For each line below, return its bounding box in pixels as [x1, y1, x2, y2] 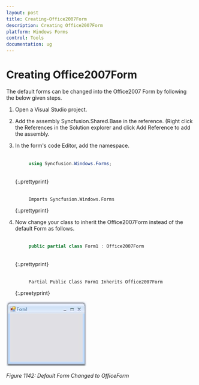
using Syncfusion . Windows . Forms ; [28, 160, 112, 166]
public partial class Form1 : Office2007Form [28, 243, 144, 249]
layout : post [6, 10, 39, 16]
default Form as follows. [14, 225, 75, 232]
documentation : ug [6, 41, 52, 47]
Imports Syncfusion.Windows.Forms [28, 196, 115, 202]
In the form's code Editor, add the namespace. [14, 142, 130, 149]
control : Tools [6, 35, 44, 41]
